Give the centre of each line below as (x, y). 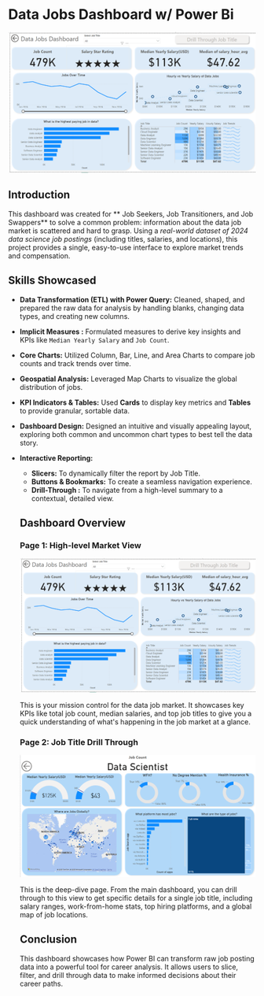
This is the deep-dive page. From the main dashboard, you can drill (128, 890)
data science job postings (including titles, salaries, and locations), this (123, 239)
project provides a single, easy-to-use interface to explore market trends (126, 247)
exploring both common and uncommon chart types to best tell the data (136, 434)
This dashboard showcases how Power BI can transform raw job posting (137, 958)
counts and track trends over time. (75, 363)
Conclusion (48, 940)
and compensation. (39, 255)
